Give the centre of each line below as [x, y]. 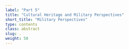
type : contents [21, 24]
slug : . [14, 34]
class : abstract [22, 29]
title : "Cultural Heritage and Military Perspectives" [65, 15]
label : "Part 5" [22, 10]
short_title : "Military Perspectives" [46, 19]
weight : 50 [17, 39]
